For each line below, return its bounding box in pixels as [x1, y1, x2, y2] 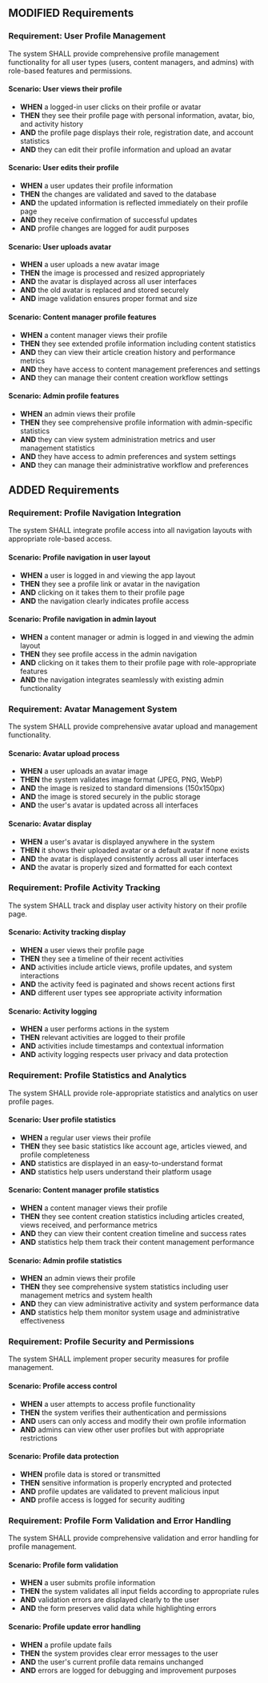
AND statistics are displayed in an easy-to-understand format [19, 1158, 223, 1168]
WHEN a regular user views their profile [19, 1132, 151, 1142]
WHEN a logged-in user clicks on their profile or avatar [19, 102, 202, 112]
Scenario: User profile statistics [8, 1115, 116, 1124]
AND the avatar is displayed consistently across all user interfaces [19, 854, 239, 864]
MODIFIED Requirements [8, 6, 134, 20]
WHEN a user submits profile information [19, 1578, 156, 1587]
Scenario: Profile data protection [8, 1452, 119, 1461]
